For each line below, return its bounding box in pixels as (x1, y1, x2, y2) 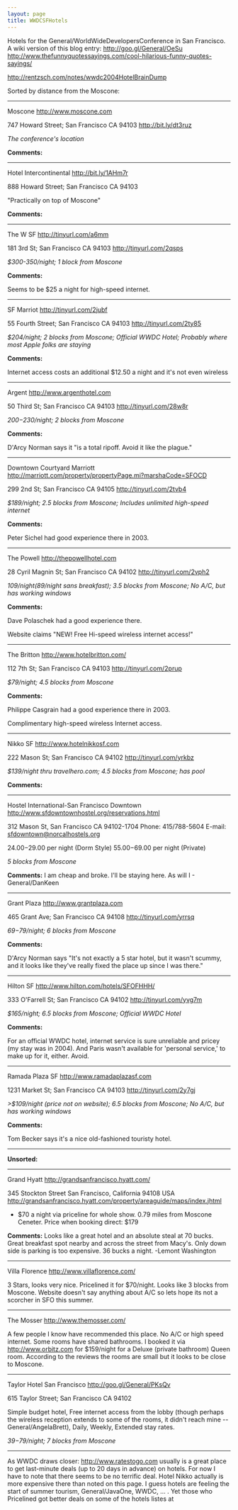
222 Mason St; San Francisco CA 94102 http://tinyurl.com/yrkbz (7, 753, 195, 762)
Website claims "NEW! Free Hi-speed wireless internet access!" (7, 630, 193, 638)
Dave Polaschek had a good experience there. (7, 616, 142, 624)
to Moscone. (7, 1360, 45, 1368)
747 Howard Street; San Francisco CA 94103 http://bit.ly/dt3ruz (7, 120, 193, 129)
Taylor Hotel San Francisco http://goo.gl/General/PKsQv (7, 1380, 171, 1389)
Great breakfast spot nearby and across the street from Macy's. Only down (7, 1239, 227, 1247)
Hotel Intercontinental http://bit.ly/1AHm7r (7, 168, 129, 177)
